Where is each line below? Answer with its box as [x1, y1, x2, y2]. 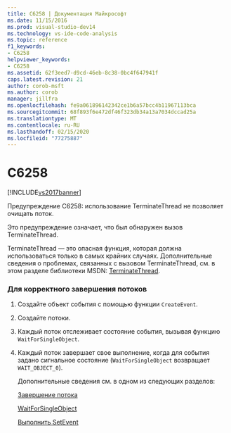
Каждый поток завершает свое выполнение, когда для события [17, 349, 210, 357]
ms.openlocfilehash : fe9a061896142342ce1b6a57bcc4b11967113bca [7, 102, 197, 109]
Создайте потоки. [17, 314, 71, 322]
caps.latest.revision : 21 [7, 75, 83, 83]
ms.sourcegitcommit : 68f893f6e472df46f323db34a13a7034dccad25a [7, 108, 197, 115]
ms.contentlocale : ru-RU [7, 121, 80, 129]
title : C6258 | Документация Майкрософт [7, 10, 128, 18]
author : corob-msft [7, 82, 65, 89]
